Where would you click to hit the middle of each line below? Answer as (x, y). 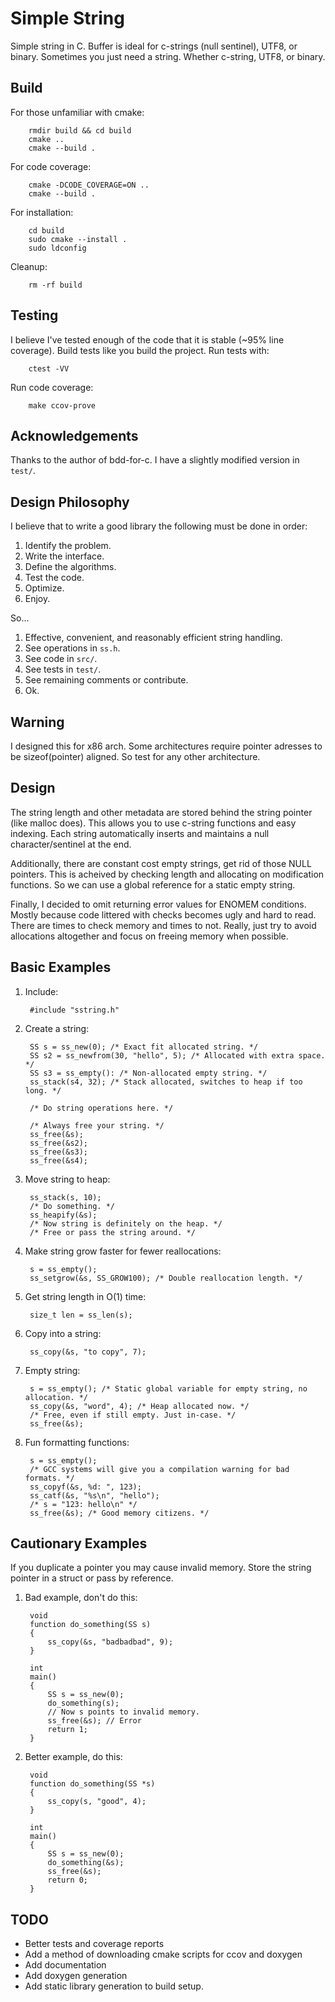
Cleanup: (29, 266)
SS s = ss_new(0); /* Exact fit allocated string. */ (144, 1047)
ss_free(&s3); (59, 1152)
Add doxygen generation (76, 1976)
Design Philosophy (70, 502)
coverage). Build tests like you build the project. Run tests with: (140, 350)
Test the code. (54, 578)
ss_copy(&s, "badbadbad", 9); (110, 1642)
